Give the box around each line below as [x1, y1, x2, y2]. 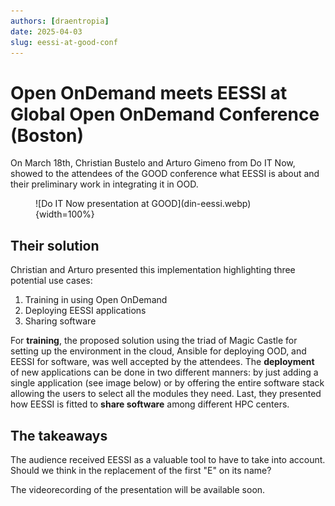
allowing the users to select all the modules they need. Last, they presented [10, 388, 322, 400]
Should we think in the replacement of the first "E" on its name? [10, 464, 272, 476]
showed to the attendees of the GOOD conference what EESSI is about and [10, 168, 320, 180]
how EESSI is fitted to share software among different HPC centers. [10, 398, 290, 410]
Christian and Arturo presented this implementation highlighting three [10, 264, 296, 276]
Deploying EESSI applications [24, 305, 147, 317]
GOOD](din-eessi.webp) [151, 198, 252, 210]
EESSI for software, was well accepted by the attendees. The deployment [10, 356, 315, 368]
